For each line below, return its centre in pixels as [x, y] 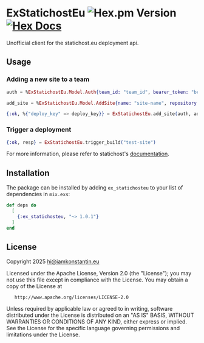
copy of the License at [34, 286]
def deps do [21, 205]
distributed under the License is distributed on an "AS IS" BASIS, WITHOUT [100, 315]
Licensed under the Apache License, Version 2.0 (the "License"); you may [99, 274]
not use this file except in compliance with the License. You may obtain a [97, 280]
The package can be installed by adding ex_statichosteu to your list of [95, 188]
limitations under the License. [43, 334]
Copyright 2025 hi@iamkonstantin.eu [53, 261]
